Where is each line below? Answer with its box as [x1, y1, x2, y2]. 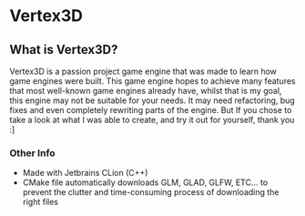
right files [22, 197, 59, 208]
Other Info [9, 147, 56, 159]
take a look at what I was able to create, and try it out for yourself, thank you [9, 115, 295, 125]
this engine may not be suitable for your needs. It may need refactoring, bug [9, 95, 296, 106]
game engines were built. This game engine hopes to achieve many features [9, 76, 296, 87]
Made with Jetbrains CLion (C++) [22, 168, 148, 179]
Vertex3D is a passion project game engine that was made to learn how [9, 66, 278, 77]
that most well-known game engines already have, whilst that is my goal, [9, 86, 282, 96]
